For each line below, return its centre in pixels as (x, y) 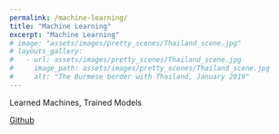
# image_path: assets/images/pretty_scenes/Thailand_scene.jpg (140, 69)
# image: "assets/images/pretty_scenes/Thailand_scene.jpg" (126, 43)
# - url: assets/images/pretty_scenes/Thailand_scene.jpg (126, 60)
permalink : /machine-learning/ (69, 18)
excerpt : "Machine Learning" (65, 34)
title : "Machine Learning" (60, 26)
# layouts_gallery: (46, 52)
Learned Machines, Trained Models (76, 102)
